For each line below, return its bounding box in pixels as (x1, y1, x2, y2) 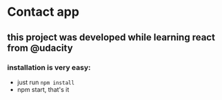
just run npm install (17, 78, 74, 86)
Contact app (7, 4, 79, 20)
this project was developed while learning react (7, 32, 216, 43)
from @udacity (7, 42, 74, 53)
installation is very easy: (7, 62, 91, 72)
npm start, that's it (17, 85, 70, 93)
